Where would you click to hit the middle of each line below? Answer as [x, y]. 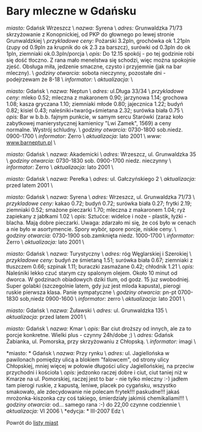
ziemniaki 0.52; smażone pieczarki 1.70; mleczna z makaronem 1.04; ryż [96, 209]
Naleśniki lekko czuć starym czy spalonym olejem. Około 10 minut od [92, 273]
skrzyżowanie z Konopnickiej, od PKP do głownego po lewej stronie [90, 34]
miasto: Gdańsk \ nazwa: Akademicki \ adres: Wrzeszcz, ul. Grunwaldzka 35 [101, 154]
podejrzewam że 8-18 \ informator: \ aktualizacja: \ [70, 79]
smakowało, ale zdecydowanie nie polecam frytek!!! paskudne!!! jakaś [93, 391]
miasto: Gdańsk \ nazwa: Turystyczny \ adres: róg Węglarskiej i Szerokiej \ [99, 254]
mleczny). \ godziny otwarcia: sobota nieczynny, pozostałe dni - [86, 73]
